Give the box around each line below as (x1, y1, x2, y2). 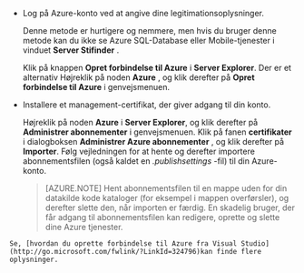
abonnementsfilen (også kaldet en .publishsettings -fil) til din (22, 156, 250, 167)
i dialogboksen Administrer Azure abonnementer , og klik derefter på (22, 136, 284, 147)
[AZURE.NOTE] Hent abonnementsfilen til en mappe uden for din (44, 183, 288, 194)
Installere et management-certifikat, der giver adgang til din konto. (22, 99, 271, 110)
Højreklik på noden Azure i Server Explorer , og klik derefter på (22, 117, 259, 127)
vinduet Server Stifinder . (22, 45, 120, 56)
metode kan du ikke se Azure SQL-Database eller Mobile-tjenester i (22, 35, 275, 45)
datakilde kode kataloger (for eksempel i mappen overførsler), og (44, 193, 289, 203)
